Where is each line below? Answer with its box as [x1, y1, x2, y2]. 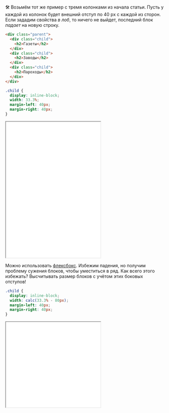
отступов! [5, 278, 26, 284]
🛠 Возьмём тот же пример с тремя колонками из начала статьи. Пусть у [5, 4, 164, 10]
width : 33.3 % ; [10, 98, 39, 103]
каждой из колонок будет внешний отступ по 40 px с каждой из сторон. [5, 12, 161, 17]
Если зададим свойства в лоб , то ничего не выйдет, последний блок [5, 17, 153, 23]
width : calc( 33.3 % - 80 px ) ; [10, 298, 69, 303]
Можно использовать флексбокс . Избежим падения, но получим [5, 262, 146, 268]
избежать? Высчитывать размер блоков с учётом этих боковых [5, 273, 143, 279]
